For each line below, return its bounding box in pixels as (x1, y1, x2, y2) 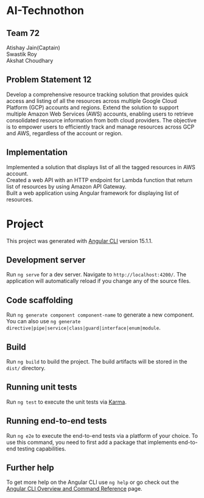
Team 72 (6, 28, 40, 38)
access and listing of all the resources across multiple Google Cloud (6, 97, 177, 104)
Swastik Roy (6, 51, 38, 58)
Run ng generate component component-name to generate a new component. (6, 311, 195, 318)
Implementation (6, 147, 68, 158)
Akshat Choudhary (6, 57, 54, 64)
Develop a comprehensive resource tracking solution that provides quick (6, 91, 189, 98)
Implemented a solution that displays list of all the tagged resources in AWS (6, 163, 196, 170)
